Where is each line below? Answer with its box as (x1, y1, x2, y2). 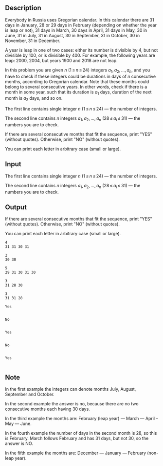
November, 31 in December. (5, 38, 61, 44)
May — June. (5, 421, 32, 427)
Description (5, 4, 41, 12)
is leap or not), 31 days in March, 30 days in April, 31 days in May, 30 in (5, 27, 147, 33)
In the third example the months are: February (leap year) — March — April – (5, 416, 158, 422)
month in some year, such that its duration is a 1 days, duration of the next (5, 89, 152, 96)
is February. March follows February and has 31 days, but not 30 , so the (5, 435, 149, 442)
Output (5, 203, 27, 211)
